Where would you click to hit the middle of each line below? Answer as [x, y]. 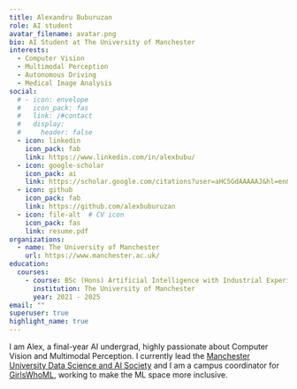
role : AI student [41, 26]
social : [23, 91]
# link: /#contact [55, 116]
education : [29, 264]
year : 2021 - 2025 [66, 297]
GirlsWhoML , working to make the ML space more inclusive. [118, 375]
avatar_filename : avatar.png [63, 34]
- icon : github [45, 190]
